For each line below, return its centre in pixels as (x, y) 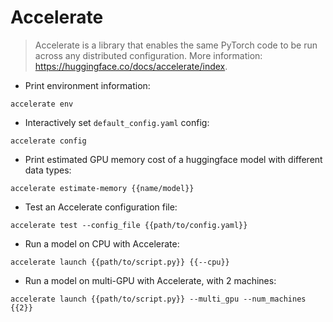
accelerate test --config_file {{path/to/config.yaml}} (129, 225)
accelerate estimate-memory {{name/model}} (102, 188)
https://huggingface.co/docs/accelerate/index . (131, 66)
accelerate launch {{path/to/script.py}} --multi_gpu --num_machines (158, 299)
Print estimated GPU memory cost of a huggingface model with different (173, 159)
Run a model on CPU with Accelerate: (102, 243)
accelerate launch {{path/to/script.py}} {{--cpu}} (120, 262)
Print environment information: (87, 85)
